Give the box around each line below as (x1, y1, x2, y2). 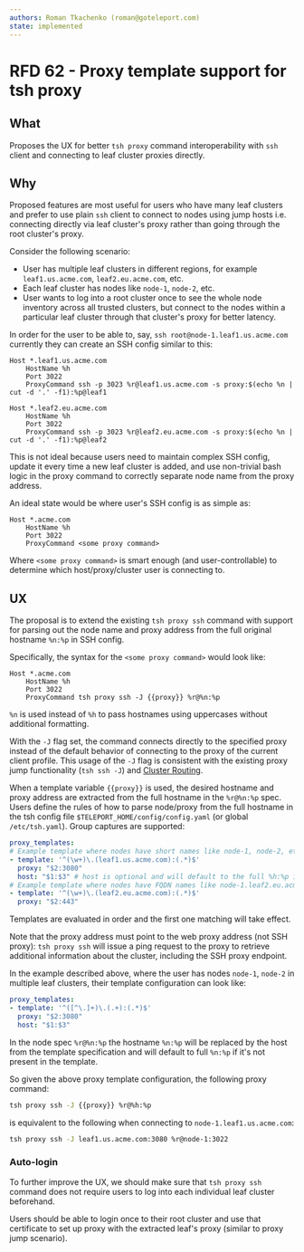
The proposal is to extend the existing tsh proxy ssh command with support (9, 615, 294, 626)
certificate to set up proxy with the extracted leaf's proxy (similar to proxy (9, 1223, 284, 1234)
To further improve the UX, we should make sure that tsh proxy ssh (9, 1176, 262, 1187)
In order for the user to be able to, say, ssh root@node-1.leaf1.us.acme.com (9, 330, 289, 340)
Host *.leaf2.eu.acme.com (9, 404, 107, 413)
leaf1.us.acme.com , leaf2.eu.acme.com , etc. (22, 273, 184, 284)
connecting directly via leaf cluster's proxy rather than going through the (9, 219, 280, 230)
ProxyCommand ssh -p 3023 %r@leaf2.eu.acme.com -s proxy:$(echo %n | (25, 427, 294, 437)
